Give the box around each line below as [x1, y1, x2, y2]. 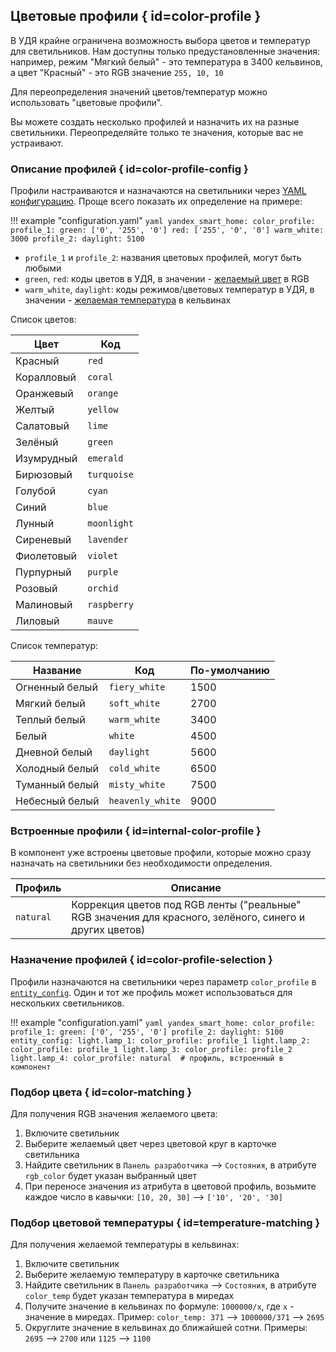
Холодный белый [15, 762, 99, 776]
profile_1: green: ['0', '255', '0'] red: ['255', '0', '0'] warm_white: [10, 225, 325, 236]
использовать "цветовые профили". [10, 96, 163, 108]
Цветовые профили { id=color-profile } [10, 8, 262, 25]
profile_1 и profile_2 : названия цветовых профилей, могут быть [24, 252, 302, 264]
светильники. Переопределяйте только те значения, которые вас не [10, 126, 304, 138]
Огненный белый [15, 680, 98, 694]
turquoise [87, 469, 134, 481]
